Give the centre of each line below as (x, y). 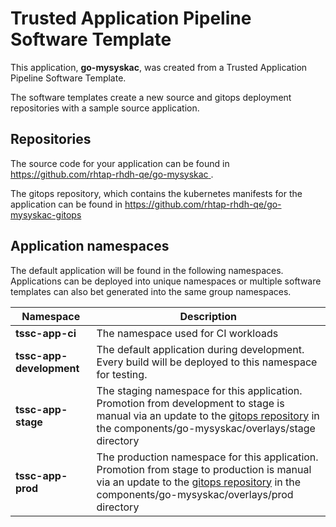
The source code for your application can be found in (120, 163)
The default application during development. (200, 349)
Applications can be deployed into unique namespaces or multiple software (166, 281)
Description (208, 316)
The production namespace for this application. (207, 457)
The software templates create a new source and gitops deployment (151, 97)
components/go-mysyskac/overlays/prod (195, 494)
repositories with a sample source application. (105, 108)
